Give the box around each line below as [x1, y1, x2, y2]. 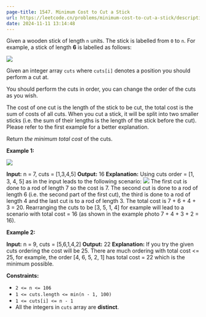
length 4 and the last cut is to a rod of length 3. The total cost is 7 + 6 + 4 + [6, 197, 196, 205]
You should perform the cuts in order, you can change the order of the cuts [6, 85, 196, 93]
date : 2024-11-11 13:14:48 [6, 20, 75, 26]
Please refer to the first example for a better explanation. [6, 123, 149, 131]
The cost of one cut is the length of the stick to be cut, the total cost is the [6, 104, 194, 111]
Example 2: [6, 229, 36, 236]
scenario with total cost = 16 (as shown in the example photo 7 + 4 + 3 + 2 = [6, 210, 199, 218]
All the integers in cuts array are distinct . [15, 304, 120, 311]
